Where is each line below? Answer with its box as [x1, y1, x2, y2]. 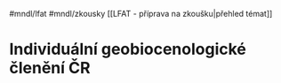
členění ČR [9, 58, 91, 79]
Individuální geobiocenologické [9, 40, 247, 59]
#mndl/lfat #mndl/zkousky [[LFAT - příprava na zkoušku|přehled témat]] [9, 9, 273, 19]
